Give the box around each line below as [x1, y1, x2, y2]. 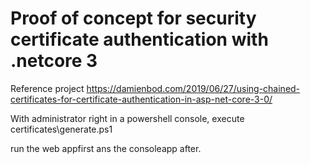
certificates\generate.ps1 [10, 123, 113, 135]
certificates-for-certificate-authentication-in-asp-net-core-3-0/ [10, 93, 273, 105]
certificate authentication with [10, 28, 269, 51]
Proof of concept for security [10, 7, 257, 30]
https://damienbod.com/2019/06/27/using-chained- [86, 82, 301, 94]
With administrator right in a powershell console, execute [10, 112, 245, 124]
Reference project [10, 82, 85, 94]
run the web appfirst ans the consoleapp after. [10, 142, 202, 154]
